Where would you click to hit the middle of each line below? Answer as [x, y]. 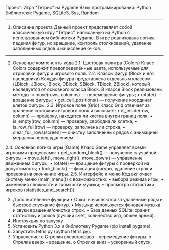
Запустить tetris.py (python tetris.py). [52, 231]
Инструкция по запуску [38, 221]
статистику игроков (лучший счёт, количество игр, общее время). [84, 216]
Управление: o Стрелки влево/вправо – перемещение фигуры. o [82, 237]
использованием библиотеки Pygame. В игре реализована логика [83, 38]
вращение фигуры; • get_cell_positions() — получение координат [82, 100]
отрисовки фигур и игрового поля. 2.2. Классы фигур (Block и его [83, 73]
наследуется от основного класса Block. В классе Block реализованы [88, 89]
